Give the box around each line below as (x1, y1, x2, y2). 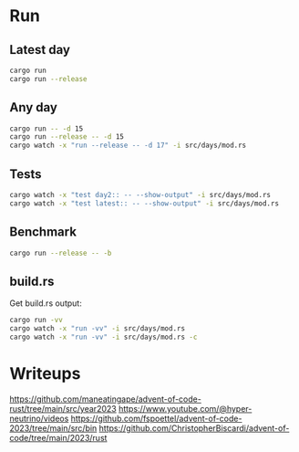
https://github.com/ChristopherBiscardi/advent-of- (98, 422, 290, 434)
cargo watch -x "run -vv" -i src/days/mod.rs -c (9, 332, 198, 342)
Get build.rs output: (9, 298, 82, 309)
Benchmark (9, 225, 77, 240)
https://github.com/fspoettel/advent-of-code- (70, 413, 242, 424)
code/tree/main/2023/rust (9, 432, 108, 443)
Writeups (9, 363, 81, 384)
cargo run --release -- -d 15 (9, 132, 125, 142)
